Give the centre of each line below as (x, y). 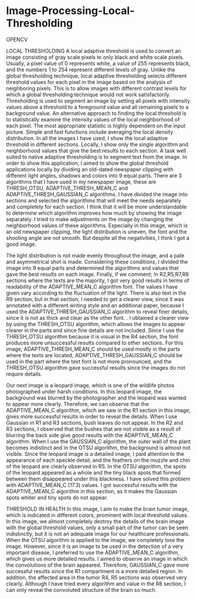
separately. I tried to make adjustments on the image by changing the (90, 219)
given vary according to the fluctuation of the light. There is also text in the (96, 293)
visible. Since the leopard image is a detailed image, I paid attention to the (95, 454)
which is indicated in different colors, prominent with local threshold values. (97, 515)
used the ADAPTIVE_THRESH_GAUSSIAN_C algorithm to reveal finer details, (98, 312)
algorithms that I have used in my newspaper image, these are (81, 182)
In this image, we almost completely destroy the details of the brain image (95, 521)
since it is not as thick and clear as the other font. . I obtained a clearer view (98, 317)
